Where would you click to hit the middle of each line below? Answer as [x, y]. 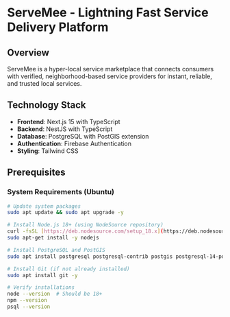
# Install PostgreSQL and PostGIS [56, 250]
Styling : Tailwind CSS [48, 151]
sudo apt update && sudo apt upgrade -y [66, 213]
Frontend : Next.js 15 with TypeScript [69, 121]
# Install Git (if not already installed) [68, 269]
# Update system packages [44, 206]
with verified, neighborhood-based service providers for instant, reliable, [110, 76]
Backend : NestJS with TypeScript [65, 129]
